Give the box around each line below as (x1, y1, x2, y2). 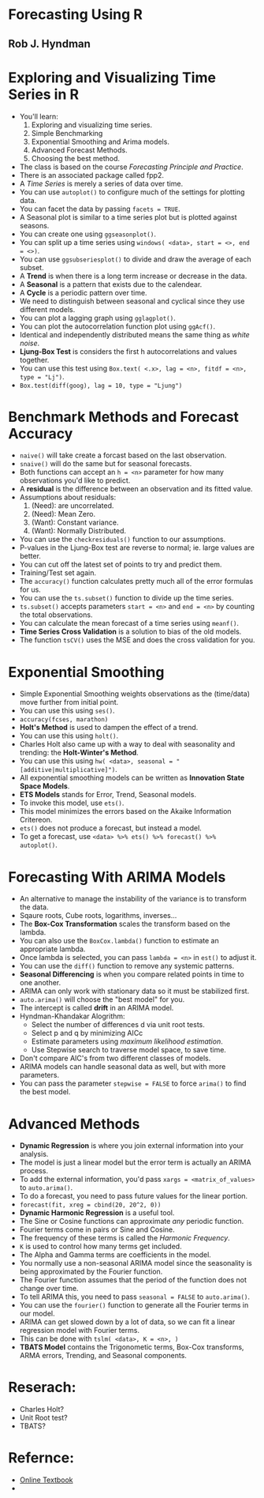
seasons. (19, 220, 50, 230)
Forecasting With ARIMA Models (8, 868, 226, 886)
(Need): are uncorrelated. (31, 501, 114, 510)
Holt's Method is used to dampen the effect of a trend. (19, 723, 199, 732)
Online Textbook (19, 1475, 73, 1485)
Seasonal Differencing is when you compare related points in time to (19, 969, 244, 979)
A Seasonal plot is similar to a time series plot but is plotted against (19, 212, 237, 222)
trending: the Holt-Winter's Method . (19, 748, 139, 758)
